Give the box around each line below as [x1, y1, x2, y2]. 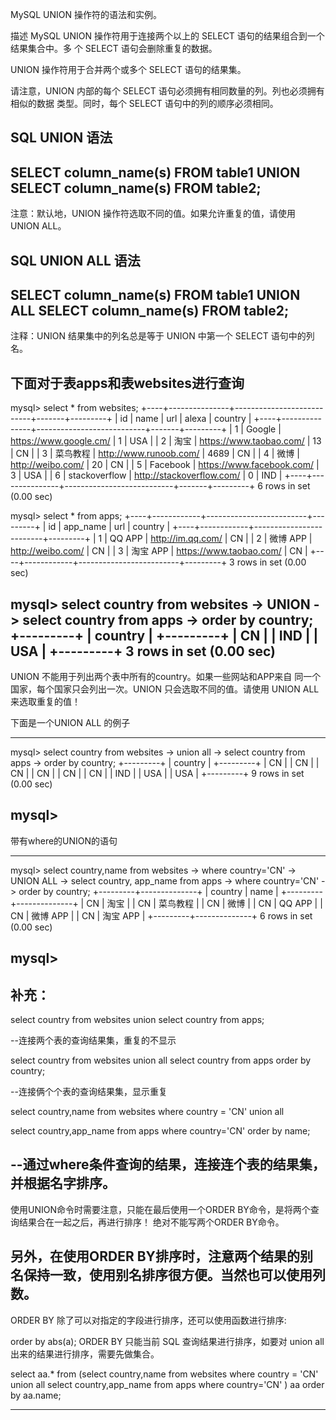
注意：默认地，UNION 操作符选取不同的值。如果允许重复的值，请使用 [10, 208, 296, 220]
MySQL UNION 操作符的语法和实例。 [10, 9, 163, 20]
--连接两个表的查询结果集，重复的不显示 [10, 1034, 177, 1047]
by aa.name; [10, 1389, 62, 1401]
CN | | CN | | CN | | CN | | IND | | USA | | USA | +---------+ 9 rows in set [10, 768, 305, 780]
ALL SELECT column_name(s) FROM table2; [10, 302, 290, 319]
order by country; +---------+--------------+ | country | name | [18, 885, 279, 897]
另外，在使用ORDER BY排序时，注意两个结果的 [10, 1248, 300, 1265]
